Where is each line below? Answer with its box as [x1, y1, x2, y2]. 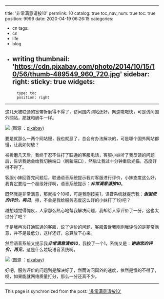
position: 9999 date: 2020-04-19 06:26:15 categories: [5, 16, 114, 21]
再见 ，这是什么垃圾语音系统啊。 [13, 246, 78, 252]
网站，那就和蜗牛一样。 [9, 115, 57, 120]
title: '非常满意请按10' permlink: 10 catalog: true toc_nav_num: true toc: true [5, 10, 156, 16]
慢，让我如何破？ [5, 141, 40, 147]
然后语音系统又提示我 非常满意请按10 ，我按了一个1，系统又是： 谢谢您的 [5, 240, 149, 246]
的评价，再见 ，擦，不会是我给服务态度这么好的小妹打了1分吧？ [5, 197, 131, 203]
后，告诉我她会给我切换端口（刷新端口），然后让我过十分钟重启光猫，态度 [5, 158, 153, 164]
